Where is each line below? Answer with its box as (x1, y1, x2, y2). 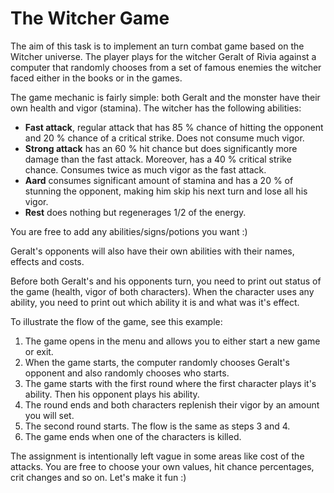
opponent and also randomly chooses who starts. (24, 367, 230, 379)
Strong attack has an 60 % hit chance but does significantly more (24, 142, 298, 154)
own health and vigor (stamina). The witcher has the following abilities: (10, 102, 302, 114)
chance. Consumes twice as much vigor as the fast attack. (24, 163, 267, 176)
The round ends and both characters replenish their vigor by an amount (24, 398, 320, 411)
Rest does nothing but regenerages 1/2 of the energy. (24, 206, 247, 218)
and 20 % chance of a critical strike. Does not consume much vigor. (24, 132, 305, 144)
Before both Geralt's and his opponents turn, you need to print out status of (10, 275, 322, 287)
